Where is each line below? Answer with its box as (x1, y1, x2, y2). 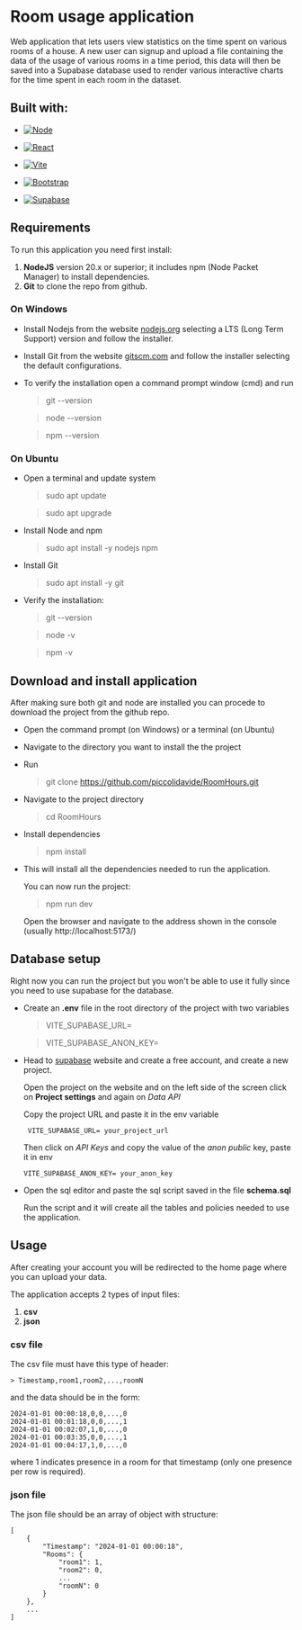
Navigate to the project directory (22, 794, 145, 805)
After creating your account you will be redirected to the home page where (10, 1262, 287, 1273)
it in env (22, 1151, 53, 1162)
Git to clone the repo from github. (22, 281, 147, 292)
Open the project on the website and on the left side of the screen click (22, 1082, 287, 1093)
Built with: (10, 101, 68, 116)
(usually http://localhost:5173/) (22, 925, 137, 936)
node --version (45, 412, 102, 423)
